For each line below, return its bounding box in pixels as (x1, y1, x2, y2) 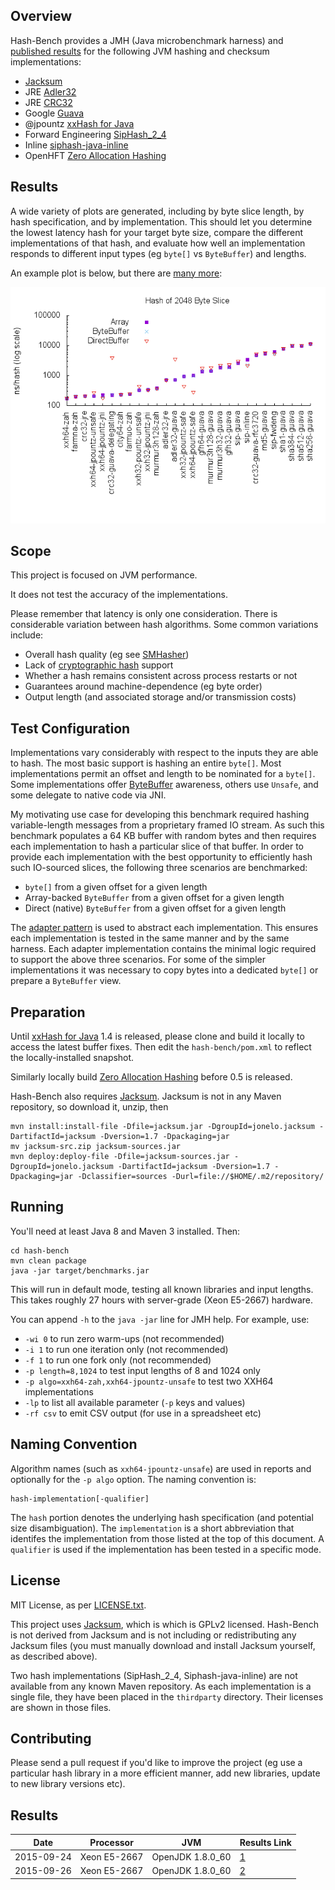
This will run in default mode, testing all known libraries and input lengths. (10, 1283, 314, 1295)
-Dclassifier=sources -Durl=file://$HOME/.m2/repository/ (77, 1172, 325, 1182)
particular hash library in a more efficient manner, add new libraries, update (10, 1767, 321, 1779)
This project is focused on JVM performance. (10, 569, 198, 581)
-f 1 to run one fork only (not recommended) (24, 1354, 212, 1366)
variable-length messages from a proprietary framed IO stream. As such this (10, 819, 325, 831)
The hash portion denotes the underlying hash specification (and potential (10, 1511, 314, 1523)
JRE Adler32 (24, 85, 77, 98)
